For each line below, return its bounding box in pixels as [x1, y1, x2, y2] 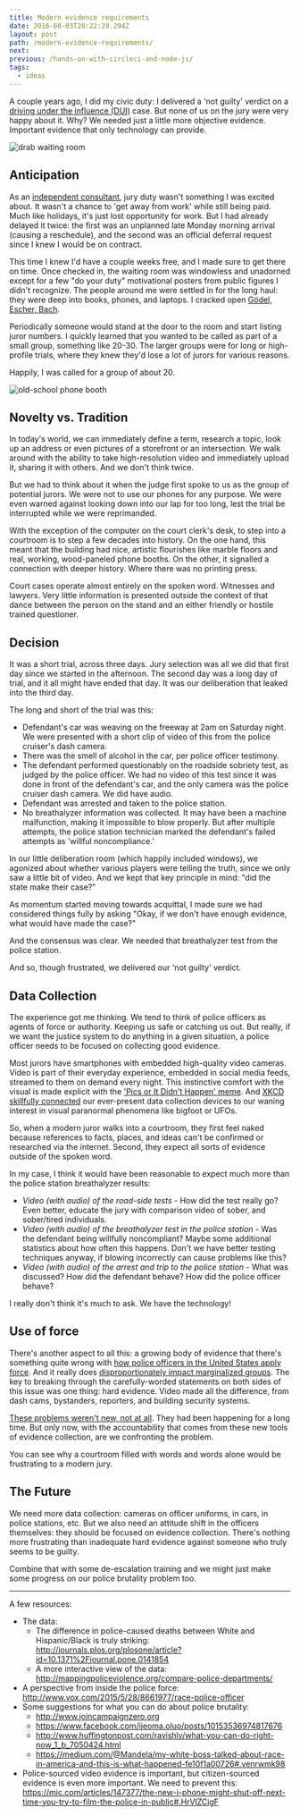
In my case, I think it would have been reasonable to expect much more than [9, 1169, 290, 1178]
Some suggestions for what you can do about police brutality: [21, 1701, 250, 1712]
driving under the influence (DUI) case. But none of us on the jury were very [9, 105, 289, 116]
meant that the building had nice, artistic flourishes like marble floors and [9, 545, 279, 555]
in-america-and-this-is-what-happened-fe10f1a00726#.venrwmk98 [35, 1758, 286, 1769]
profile [9, 350, 34, 360]
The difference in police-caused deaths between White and [35, 1625, 255, 1636]
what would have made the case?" [9, 918, 137, 929]
